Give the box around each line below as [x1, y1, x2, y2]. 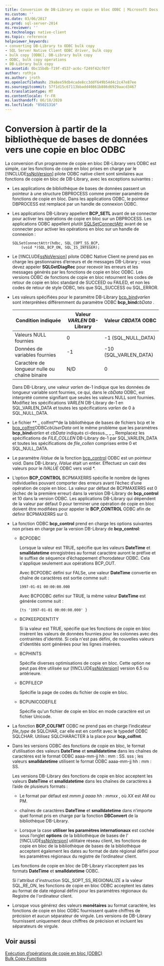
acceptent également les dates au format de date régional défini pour [19, 848, 159, 854]
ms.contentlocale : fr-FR [5, 93, 56, 98]
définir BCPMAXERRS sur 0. [12, 511, 68, 517]
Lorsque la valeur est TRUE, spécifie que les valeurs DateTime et [19, 545, 150, 550]
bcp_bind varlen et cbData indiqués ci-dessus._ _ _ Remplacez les [12, 430, 145, 436]
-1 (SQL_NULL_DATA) [104, 334, 156, 341]
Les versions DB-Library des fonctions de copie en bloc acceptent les [12, 773, 153, 779]
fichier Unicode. [19, 714, 52, 719]
